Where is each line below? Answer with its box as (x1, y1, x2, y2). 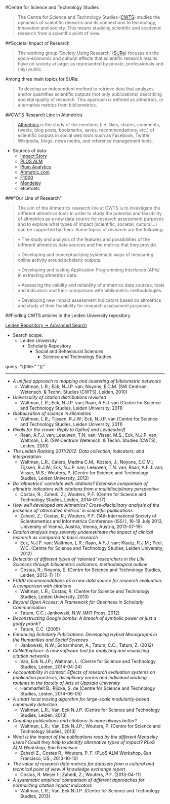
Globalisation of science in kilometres (12, 410, 92, 416)
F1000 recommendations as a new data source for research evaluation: (12, 578, 163, 583)
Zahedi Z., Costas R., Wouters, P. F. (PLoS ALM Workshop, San (20, 750, 152, 756)
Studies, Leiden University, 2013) (20, 593, 90, 600)
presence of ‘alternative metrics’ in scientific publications (12, 507, 133, 513)
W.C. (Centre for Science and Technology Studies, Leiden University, (20, 545, 164, 551)
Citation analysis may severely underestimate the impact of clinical (12, 529, 153, 535)
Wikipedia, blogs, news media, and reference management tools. (17, 138, 153, 144)
